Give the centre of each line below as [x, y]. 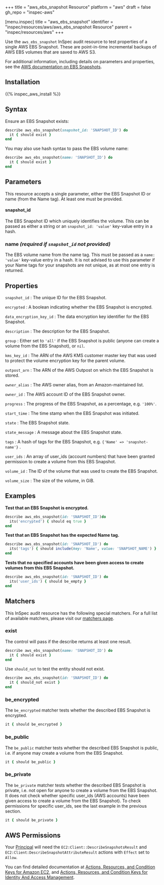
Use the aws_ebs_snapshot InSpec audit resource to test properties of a [76, 42]
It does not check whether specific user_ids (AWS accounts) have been [77, 795]
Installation [23, 82]
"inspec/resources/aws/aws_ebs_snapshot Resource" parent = [69, 27]
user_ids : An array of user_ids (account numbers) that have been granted [80, 456]
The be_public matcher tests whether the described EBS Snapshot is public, [82, 748]
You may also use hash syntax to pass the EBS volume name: [67, 148]
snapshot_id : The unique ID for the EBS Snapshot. [56, 298]
